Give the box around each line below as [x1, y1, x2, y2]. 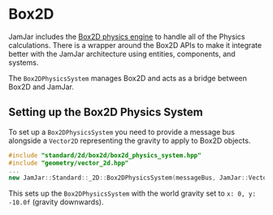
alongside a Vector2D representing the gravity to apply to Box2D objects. [8, 135, 251, 145]
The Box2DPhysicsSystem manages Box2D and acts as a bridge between [8, 73, 248, 83]
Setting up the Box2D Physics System [8, 105, 203, 119]
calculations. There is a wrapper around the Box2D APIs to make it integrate [8, 40, 262, 49]
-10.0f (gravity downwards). [8, 197, 104, 207]
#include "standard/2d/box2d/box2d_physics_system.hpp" [8, 151, 201, 159]
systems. [8, 58, 39, 67]
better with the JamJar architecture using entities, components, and [8, 49, 236, 58]
